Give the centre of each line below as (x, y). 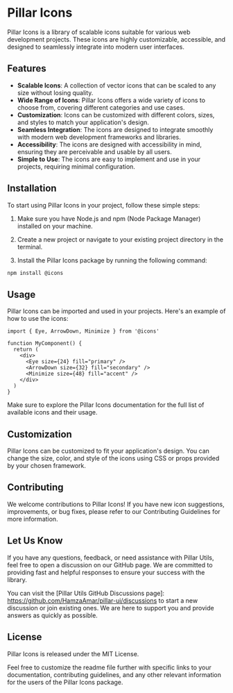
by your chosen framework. (47, 466)
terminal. (30, 247)
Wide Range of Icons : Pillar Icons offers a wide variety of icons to (111, 100)
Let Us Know (35, 541)
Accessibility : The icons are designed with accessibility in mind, (110, 144)
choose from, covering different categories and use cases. (101, 107)
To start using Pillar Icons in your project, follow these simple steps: (104, 205)
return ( (26, 350)
